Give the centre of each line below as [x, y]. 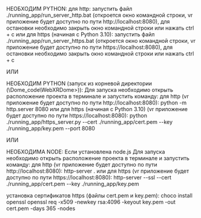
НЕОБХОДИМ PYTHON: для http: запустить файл [69, 9]
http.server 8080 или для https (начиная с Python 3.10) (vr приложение [97, 109]
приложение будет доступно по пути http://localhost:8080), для [88, 21]
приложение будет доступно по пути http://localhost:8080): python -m [96, 103]
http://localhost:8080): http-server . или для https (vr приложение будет [98, 171]
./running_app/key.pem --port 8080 [51, 128]
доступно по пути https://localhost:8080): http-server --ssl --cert [89, 177]
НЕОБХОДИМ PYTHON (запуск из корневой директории [79, 83]
